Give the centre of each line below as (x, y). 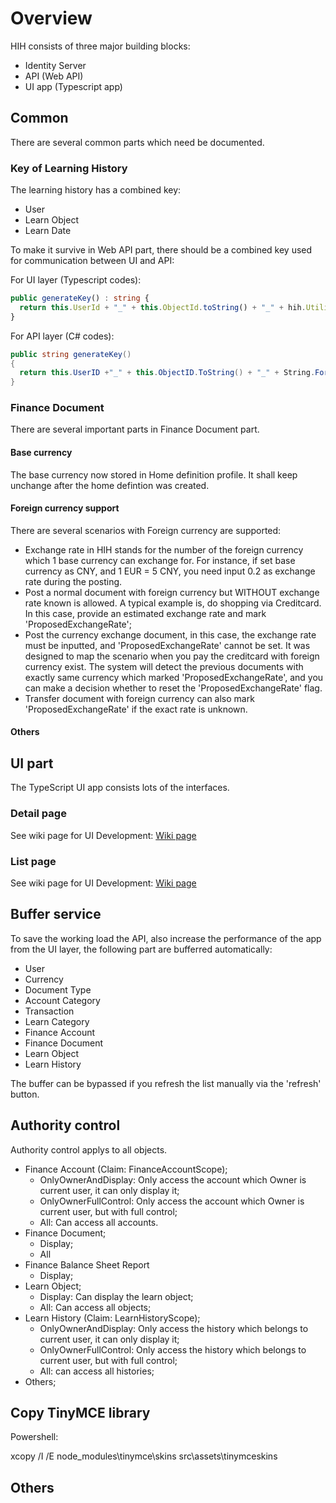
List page (33, 861)
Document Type (58, 989)
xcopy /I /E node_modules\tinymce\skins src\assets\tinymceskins (144, 1456)
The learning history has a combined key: (96, 190)
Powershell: (34, 1437)
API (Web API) (54, 76)
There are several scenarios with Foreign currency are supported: (146, 530)
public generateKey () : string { (80, 298)
